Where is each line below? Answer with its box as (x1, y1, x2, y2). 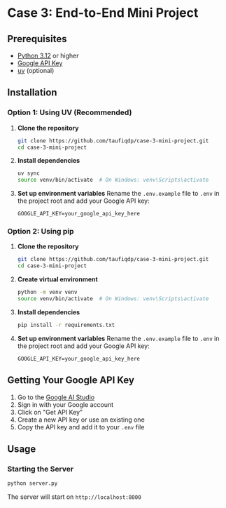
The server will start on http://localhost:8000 (7, 493, 141, 501)
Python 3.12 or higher (17, 51, 79, 60)
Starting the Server (7, 464, 74, 474)
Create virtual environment (17, 275, 98, 283)
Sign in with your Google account (17, 400, 114, 408)
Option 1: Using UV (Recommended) (7, 107, 132, 117)
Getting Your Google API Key (7, 374, 135, 387)
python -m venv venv (17, 289, 78, 296)
